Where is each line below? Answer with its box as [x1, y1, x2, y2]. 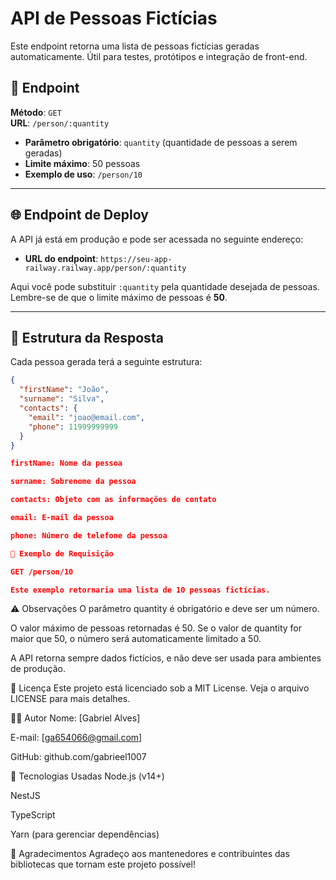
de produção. [10, 663, 66, 675]
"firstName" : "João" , [19, 385, 110, 395]
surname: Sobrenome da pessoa [10, 477, 137, 487]
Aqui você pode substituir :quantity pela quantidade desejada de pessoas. [10, 280, 320, 292]
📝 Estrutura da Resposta [10, 329, 164, 346]
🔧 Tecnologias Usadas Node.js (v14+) [10, 770, 165, 782]
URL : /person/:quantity [10, 117, 110, 129]
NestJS [10, 790, 41, 802]
